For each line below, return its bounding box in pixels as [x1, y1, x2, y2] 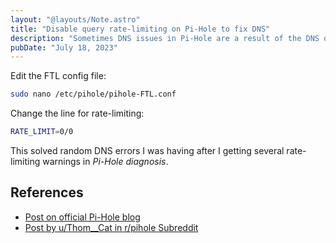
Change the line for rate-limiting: [10, 107, 145, 120]
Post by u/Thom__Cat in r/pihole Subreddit [24, 221, 199, 233]
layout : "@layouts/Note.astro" [10, 14, 141, 25]
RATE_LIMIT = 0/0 [10, 127, 74, 137]
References [10, 184, 84, 201]
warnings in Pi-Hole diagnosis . [42, 156, 169, 167]
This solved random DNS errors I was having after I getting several [10, 145, 285, 156]
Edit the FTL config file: [10, 70, 107, 82]
